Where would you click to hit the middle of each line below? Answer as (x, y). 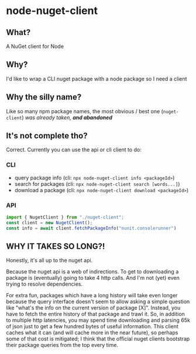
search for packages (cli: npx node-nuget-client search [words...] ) (97, 184)
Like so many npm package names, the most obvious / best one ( (85, 111)
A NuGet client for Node (35, 46)
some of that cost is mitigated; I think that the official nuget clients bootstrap (98, 339)
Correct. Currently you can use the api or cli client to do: (74, 150)
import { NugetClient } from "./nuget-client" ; (65, 217)
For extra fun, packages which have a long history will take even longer (92, 296)
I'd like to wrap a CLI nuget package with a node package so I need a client (97, 79)
